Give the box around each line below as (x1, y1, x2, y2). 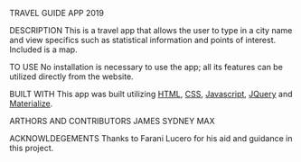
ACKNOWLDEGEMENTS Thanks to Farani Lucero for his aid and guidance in (9, 133, 293, 143)
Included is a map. (9, 44, 79, 55)
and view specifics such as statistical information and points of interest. (9, 35, 277, 45)
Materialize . (9, 98, 53, 109)
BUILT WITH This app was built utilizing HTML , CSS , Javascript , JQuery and (9, 89, 293, 99)
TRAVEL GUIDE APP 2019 (9, 8, 104, 18)
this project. (9, 143, 54, 153)
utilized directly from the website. (9, 71, 134, 82)
